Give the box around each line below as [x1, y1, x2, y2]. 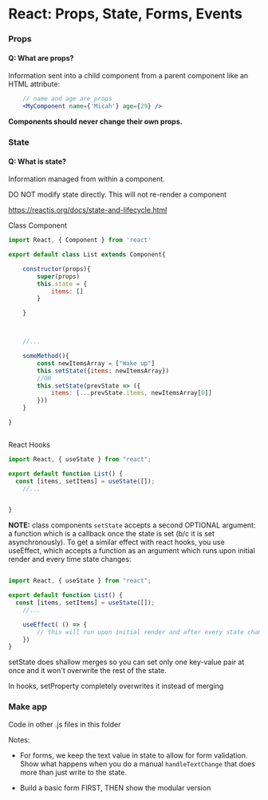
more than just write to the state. [19, 767, 128, 777]
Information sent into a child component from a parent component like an [8, 71, 249, 81]
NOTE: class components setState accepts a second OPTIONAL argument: [8, 520, 256, 530]
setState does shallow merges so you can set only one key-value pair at [8, 657, 245, 667]
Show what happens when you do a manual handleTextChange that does [19, 758, 255, 768]
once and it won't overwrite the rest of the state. [8, 666, 167, 675]
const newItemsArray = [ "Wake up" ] [37, 359, 156, 368]
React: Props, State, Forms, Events [8, 5, 243, 23]
